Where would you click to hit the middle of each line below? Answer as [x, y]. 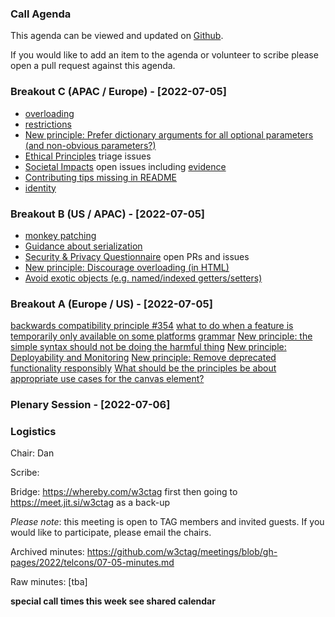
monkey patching [60, 235]
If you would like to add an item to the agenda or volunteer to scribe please [164, 55]
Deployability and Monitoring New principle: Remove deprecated [143, 358]
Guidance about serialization [83, 246]
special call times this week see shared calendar [113, 601]
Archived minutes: [47, 552]
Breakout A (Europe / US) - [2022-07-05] [111, 304]
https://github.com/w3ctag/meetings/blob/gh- [182, 552]
